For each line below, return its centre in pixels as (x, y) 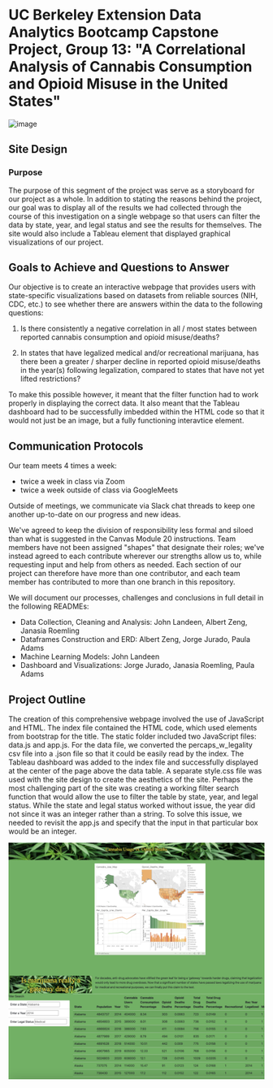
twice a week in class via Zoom (72, 482)
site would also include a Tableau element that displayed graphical (119, 233)
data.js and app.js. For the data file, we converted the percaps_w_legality (131, 745)
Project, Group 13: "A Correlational (127, 50)
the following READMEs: (49, 606)
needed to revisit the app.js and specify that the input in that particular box (133, 823)
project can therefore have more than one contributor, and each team (124, 574)
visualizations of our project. (56, 242)
